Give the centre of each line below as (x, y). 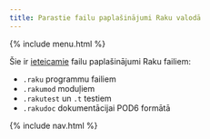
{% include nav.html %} (54, 125)
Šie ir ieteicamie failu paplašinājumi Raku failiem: (100, 61)
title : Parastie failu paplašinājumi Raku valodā (105, 18)
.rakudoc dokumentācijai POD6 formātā (96, 108)
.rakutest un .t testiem (67, 98)
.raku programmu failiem (69, 79)
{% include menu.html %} (58, 44)
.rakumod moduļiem (59, 88)
